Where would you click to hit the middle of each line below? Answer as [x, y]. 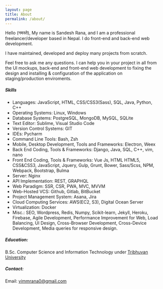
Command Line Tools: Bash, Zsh [45, 139]
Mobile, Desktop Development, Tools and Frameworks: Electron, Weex [84, 144]
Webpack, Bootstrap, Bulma [41, 170]
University [16, 257]
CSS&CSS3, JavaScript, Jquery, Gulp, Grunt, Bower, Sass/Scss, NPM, [83, 165]
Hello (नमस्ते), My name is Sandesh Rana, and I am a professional [70, 33]
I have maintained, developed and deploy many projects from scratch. [76, 53]
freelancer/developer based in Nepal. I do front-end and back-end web [77, 39]
